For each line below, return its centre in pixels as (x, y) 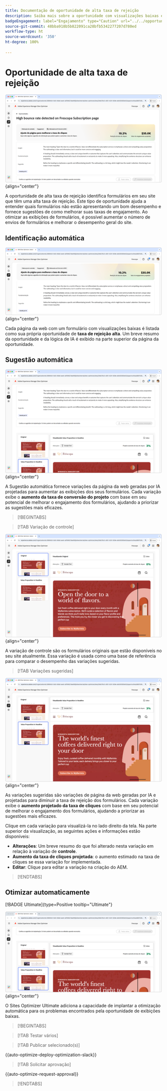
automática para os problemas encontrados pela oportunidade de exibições (83, 1011)
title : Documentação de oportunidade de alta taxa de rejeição (72, 10)
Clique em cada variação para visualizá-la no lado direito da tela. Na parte (81, 826)
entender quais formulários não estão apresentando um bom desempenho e (83, 207)
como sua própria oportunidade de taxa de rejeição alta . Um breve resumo (82, 334)
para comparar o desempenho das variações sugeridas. (63, 661)
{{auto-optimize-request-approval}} (42, 1074)
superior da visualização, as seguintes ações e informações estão (73, 831)
